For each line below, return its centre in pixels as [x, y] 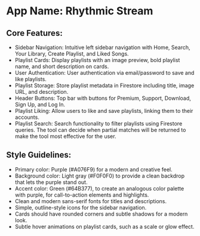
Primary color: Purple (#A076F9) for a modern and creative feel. [93, 169]
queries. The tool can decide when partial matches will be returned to [100, 130]
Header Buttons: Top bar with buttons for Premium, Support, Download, [103, 98]
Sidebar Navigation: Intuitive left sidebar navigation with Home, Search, [102, 47]
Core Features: [34, 33]
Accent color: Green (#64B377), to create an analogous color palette [99, 188]
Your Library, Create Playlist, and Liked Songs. [72, 54]
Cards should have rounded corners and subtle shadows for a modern [101, 214]
